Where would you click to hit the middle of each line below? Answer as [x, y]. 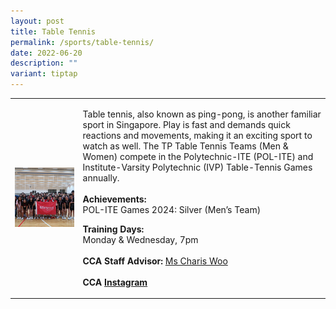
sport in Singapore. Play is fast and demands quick [186, 124]
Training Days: [113, 229]
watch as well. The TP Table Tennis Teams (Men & [185, 146]
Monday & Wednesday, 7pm [140, 239]
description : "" [44, 63]
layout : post [37, 21]
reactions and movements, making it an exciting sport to [197, 135]
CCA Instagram [115, 282]
